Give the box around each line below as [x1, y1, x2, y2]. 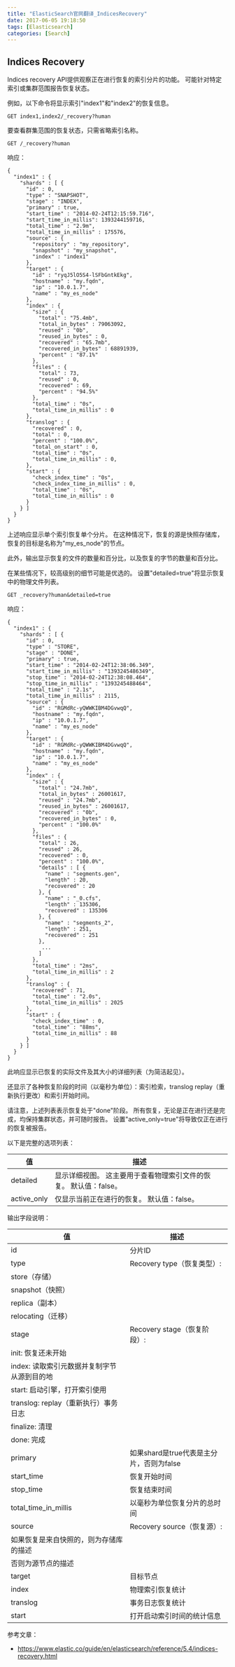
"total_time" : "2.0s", [32, 993, 101, 1000]
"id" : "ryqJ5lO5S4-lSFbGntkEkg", [32, 271, 133, 279]
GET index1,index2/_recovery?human [7, 113, 111, 120]
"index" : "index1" [32, 253, 90, 260]
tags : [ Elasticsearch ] [7, 23, 73, 30]
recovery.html [17, 1652, 58, 1661]
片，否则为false [129, 1459, 181, 1469]
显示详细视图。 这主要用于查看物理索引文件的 [55, 1170, 204, 1180]
